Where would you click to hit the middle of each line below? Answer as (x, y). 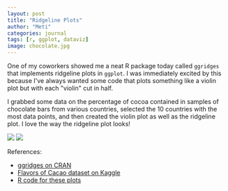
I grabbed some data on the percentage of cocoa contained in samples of (113, 101)
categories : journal (37, 33)
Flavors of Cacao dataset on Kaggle (69, 173)
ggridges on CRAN (44, 165)
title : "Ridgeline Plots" (45, 20)
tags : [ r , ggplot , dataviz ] (48, 40)
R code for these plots (49, 180)
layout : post (26, 14)
